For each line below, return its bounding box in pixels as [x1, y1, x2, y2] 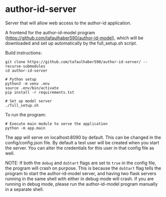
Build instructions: [5, 50, 42, 56]
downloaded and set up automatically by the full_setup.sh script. [5, 40, 138, 46]
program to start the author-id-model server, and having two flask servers [5, 170, 157, 176]
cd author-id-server [5, 68, 48, 73]
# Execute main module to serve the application [5, 121, 108, 126]
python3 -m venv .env [5, 81, 50, 86]
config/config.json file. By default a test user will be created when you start [5, 139, 160, 145]
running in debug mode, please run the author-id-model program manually [5, 181, 158, 187]
